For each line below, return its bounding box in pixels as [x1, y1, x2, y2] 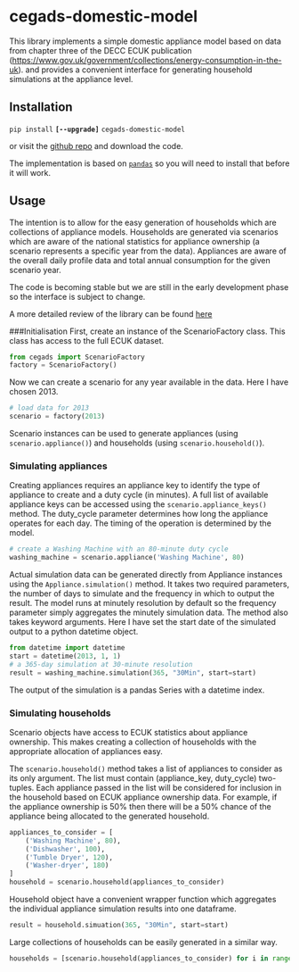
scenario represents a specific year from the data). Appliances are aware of [9, 245, 287, 256]
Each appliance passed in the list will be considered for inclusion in [36, 782, 282, 793]
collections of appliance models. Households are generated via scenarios [9, 226, 279, 237]
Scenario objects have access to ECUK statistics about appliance [9, 727, 248, 737]
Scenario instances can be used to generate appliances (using [9, 428, 238, 439]
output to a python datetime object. [9, 627, 139, 637]
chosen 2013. [9, 386, 59, 397]
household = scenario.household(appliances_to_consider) [9, 877, 225, 887]
